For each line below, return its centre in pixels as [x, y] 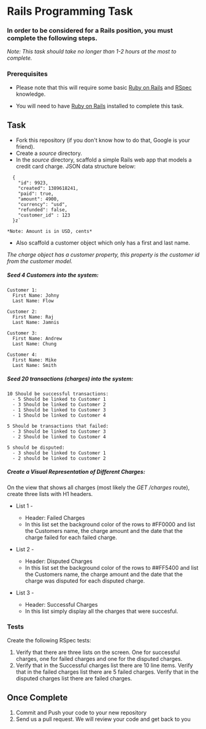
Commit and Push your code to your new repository [81, 712]
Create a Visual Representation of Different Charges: [76, 472]
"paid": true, [36, 194]
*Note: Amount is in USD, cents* [50, 231]
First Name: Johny [36, 295]
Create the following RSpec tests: [49, 640]
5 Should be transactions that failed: [58, 426]
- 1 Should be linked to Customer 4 [59, 415]
